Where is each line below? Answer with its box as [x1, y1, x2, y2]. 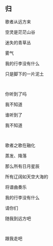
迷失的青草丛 [5, 39, 31, 45]
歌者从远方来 [5, 19, 31, 25]
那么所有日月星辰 [5, 163, 40, 169]
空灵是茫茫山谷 [5, 29, 35, 35]
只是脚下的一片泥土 [5, 71, 44, 77]
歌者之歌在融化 [5, 142, 35, 148]
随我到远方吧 [5, 215, 31, 221]
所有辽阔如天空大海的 [5, 174, 48, 180]
